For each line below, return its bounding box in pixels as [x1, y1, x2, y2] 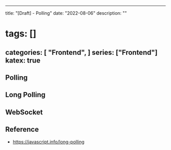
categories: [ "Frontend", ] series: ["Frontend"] [5, 48, 158, 56]
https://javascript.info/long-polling [12, 138, 85, 145]
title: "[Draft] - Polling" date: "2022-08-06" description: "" [5, 10, 127, 16]
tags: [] [5, 28, 37, 40]
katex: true [5, 56, 41, 65]
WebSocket [5, 108, 43, 116]
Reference [5, 125, 39, 134]
